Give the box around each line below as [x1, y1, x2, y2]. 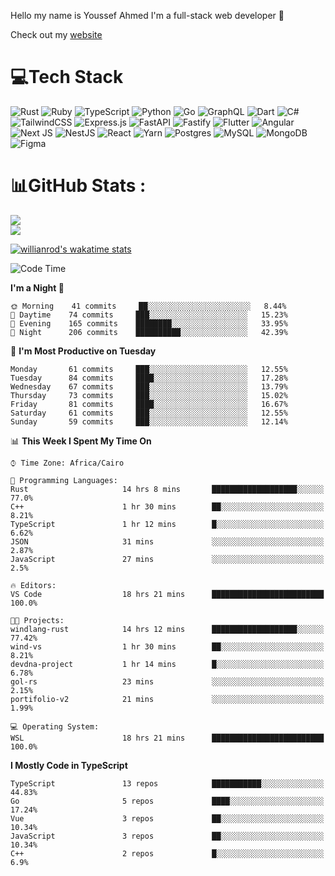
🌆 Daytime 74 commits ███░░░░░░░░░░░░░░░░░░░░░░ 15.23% [10, 310, 288, 320]
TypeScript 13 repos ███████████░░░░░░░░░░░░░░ [10, 778, 325, 789]
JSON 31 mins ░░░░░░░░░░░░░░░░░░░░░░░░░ [10, 536, 325, 547]
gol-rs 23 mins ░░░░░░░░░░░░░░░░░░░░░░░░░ [10, 676, 325, 687]
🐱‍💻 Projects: [10, 615, 65, 625]
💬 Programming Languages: [10, 475, 118, 485]
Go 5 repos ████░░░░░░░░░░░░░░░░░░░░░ [10, 796, 325, 806]
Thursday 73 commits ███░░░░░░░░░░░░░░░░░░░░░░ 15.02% [10, 390, 288, 400]
